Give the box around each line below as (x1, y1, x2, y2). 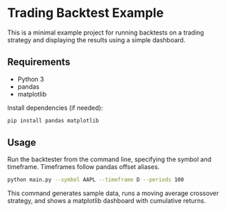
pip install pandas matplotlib (7, 117, 99, 124)
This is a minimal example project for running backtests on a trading (7, 28, 204, 37)
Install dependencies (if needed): (7, 104, 103, 112)
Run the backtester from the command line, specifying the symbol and (7, 155, 212, 163)
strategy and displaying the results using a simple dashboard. (7, 35, 186, 44)
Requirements (7, 56, 70, 68)
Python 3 (17, 75, 44, 83)
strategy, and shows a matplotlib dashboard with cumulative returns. (7, 197, 206, 205)
